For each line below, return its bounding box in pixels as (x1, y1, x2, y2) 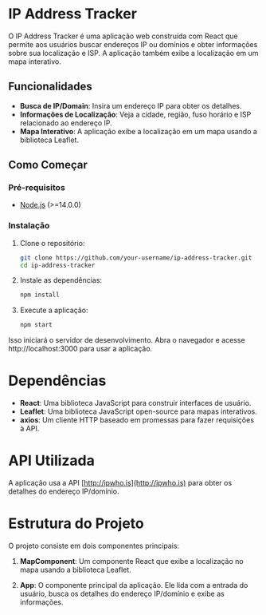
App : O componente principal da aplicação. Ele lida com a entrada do (19, 581, 248, 590)
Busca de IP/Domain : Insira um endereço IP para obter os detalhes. (19, 101, 242, 110)
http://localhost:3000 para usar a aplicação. (8, 344, 153, 354)
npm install (19, 291, 60, 300)
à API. (19, 424, 40, 434)
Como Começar (8, 158, 88, 172)
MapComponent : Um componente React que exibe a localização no (19, 557, 244, 566)
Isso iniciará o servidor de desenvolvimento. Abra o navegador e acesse (8, 335, 245, 345)
